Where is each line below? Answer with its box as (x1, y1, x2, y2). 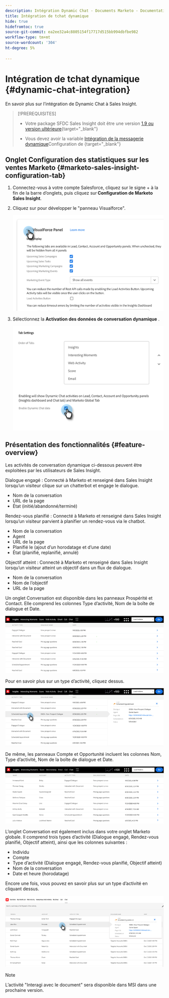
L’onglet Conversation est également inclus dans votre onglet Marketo (5, 829, 150, 835)
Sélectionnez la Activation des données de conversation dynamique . (12, 316, 160, 322)
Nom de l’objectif (12, 579, 48, 586)
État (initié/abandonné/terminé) (12, 503, 78, 509)
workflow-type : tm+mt (5, 35, 51, 40)
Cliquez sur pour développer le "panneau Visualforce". (12, 205, 126, 211)
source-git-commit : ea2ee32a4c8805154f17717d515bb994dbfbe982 (5, 29, 138, 35)
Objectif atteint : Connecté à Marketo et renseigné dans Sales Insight (5, 559, 148, 565)
